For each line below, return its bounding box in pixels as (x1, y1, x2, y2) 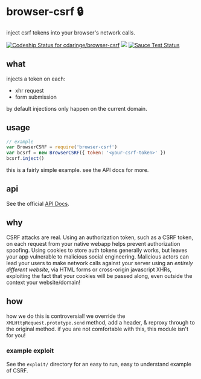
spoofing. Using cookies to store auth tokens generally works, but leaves (6, 246, 188, 254)
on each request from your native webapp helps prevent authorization (6, 240, 180, 247)
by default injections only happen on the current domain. (6, 105, 147, 112)
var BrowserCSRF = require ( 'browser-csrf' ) (6, 144, 118, 150)
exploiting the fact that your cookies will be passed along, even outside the (6, 272, 193, 279)
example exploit (6, 346, 54, 355)
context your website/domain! (6, 278, 81, 286)
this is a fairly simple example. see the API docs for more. (6, 166, 149, 174)
